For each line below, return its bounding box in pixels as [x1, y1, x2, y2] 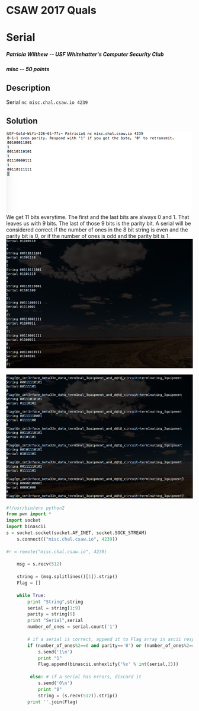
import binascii [6, 523, 46, 530]
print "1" [37, 655, 62, 661]
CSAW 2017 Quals [6, 4, 97, 17]
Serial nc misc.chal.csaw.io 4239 [6, 99, 88, 106]
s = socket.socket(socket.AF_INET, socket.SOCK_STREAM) [6, 530, 147, 536]
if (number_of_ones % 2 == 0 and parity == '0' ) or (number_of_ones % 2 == [27, 642, 195, 649]
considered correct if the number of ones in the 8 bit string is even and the [6, 226, 188, 233]
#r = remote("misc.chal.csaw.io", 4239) [6, 548, 108, 555]
